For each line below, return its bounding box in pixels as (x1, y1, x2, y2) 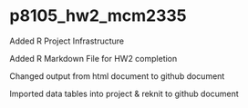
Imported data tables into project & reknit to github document (9, 88, 239, 99)
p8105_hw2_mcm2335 (9, 5, 187, 26)
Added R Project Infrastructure (9, 35, 125, 46)
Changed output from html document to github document (9, 70, 225, 82)
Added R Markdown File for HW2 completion (9, 53, 178, 64)
